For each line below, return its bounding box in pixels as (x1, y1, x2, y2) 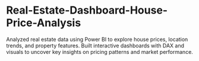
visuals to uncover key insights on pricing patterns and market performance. (6, 48, 193, 55)
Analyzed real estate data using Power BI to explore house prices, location (6, 36, 188, 43)
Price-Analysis (6, 16, 81, 30)
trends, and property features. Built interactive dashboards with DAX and (6, 42, 184, 49)
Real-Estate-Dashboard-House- (6, 4, 168, 17)
